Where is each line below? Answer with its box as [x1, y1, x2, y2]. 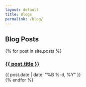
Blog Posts [5, 35, 39, 43]
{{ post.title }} [5, 61, 40, 68]
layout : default [5, 7, 39, 12]
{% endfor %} [5, 77, 34, 83]
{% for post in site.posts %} [5, 48, 62, 54]
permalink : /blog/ [5, 16, 43, 21]
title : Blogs [5, 12, 32, 17]
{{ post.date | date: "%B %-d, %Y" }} [5, 72, 81, 78]
